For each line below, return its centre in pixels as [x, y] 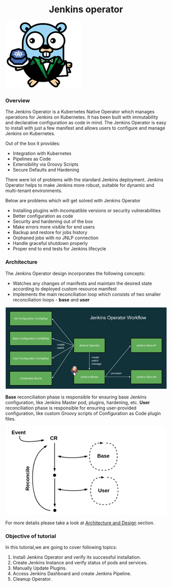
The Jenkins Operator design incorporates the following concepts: [75, 273]
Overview [18, 100]
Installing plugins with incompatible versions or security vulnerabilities [87, 211]
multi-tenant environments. [34, 191]
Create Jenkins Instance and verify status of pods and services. [80, 563]
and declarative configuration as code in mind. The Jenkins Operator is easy [86, 123]
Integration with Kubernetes [42, 154]
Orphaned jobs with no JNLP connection [56, 238]
